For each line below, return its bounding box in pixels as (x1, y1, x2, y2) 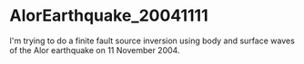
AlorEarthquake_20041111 (9, 5, 208, 26)
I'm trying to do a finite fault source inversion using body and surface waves (9, 35, 296, 46)
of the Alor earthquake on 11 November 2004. (9, 44, 180, 55)
